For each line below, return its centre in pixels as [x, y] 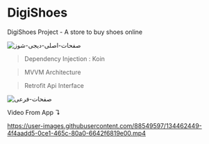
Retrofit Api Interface [54, 85]
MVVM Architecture [52, 72]
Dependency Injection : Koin [65, 58]
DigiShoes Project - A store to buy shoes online [75, 32]
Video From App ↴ [34, 112]
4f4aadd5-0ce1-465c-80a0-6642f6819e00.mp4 [76, 133]
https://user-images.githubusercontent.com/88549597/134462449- [105, 125]
